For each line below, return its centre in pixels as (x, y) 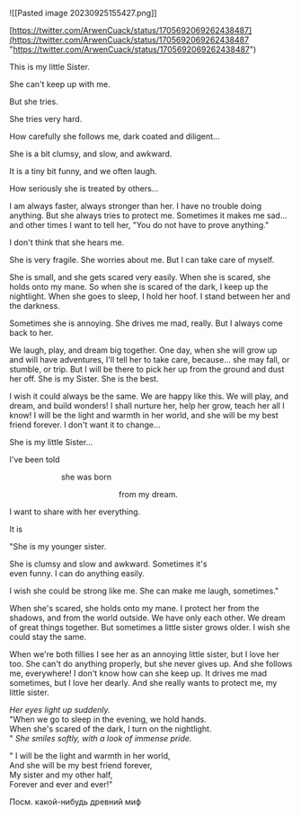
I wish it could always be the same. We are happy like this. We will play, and (149, 396)
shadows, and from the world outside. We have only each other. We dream (147, 618)
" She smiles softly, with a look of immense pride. (101, 738)
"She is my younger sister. (58, 546)
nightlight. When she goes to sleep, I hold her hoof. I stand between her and (150, 296)
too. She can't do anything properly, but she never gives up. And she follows (151, 664)
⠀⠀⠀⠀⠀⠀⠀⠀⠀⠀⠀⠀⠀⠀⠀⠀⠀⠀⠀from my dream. (93, 494)
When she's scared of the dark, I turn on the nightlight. (111, 729)
